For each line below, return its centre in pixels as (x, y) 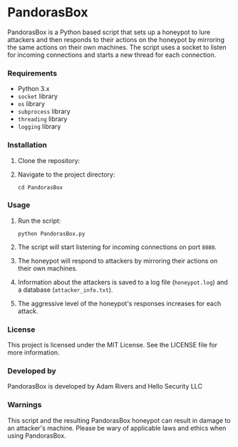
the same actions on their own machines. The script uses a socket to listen (117, 47)
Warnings (25, 405)
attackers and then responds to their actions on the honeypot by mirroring (116, 39)
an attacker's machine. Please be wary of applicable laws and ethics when (117, 428)
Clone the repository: (49, 160)
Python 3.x (33, 89)
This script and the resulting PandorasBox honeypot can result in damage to (119, 420)
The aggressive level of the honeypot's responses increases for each (119, 303)
